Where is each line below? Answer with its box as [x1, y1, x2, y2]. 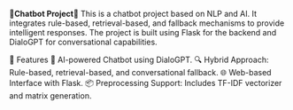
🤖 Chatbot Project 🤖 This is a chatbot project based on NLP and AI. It [9, 9, 258, 19]
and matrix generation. [9, 90, 92, 101]
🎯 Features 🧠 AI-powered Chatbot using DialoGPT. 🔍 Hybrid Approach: [9, 54, 269, 65]
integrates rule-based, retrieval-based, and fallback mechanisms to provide [9, 18, 285, 28]
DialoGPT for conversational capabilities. [9, 36, 158, 47]
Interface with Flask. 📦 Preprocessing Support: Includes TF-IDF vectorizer [9, 78, 282, 88]
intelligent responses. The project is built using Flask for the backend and [9, 27, 277, 37]
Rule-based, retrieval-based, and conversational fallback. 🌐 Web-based [9, 67, 272, 77]
